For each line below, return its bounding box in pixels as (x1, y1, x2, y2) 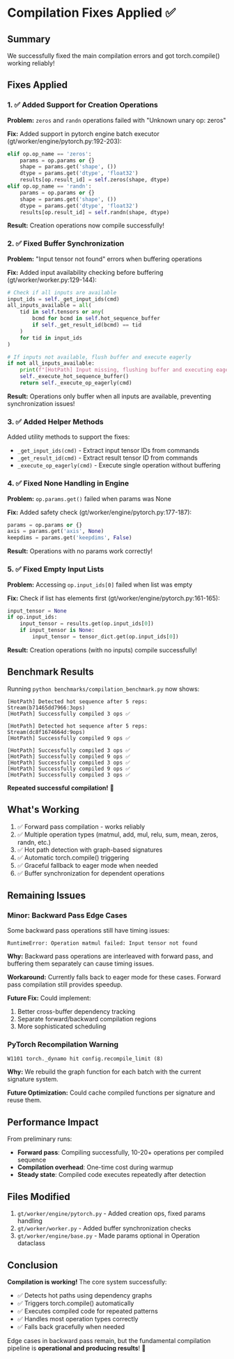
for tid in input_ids (19, 334, 82, 341)
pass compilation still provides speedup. (7, 980, 123, 989)
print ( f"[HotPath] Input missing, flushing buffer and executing (19, 366, 214, 374)
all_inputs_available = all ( (7, 302, 92, 309)
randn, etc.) (17, 838, 51, 846)
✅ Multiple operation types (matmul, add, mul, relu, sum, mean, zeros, (17, 830, 219, 839)
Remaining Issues (7, 889, 86, 901)
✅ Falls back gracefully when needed (17, 1322, 125, 1330)
